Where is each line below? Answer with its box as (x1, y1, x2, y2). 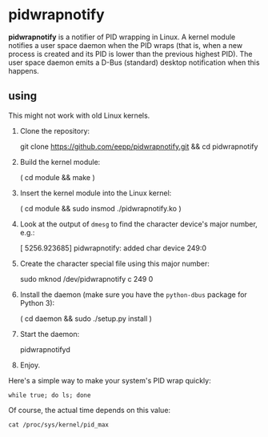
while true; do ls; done (8, 391, 91, 399)
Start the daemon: (19, 329, 80, 339)
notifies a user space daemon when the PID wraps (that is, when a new (8, 40, 242, 50)
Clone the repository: (19, 126, 90, 135)
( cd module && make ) (19, 172, 96, 182)
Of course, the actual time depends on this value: (8, 405, 170, 415)
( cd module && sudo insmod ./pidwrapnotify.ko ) (19, 203, 182, 213)
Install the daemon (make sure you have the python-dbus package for (19, 290, 248, 299)
